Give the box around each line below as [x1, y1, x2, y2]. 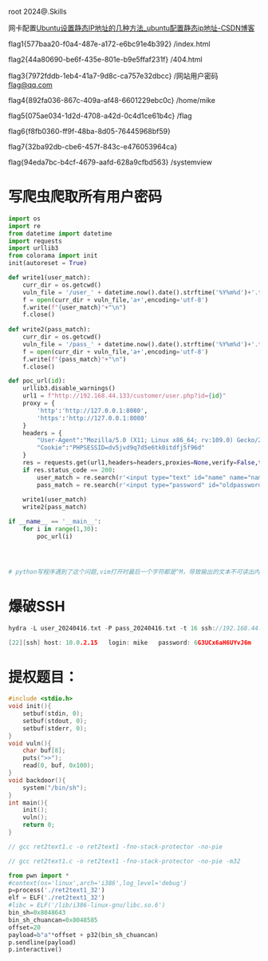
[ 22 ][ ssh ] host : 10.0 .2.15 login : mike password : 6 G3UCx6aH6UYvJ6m [8, 639, 251, 647]
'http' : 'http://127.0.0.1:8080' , [37, 406, 148, 414]
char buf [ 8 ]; [22, 746, 66, 755]
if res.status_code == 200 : [22, 466, 116, 474]
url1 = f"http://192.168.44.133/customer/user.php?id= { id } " [22, 392, 227, 400]
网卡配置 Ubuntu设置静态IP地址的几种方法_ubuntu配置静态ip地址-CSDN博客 [8, 23, 255, 33]
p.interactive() [8, 946, 62, 954]
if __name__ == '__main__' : [8, 518, 102, 526]
